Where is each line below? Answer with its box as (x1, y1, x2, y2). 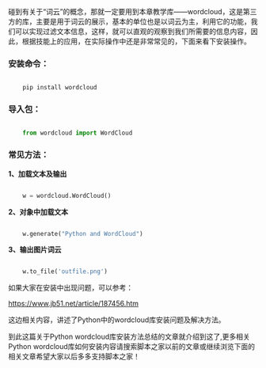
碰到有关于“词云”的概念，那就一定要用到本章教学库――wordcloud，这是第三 (8, 7, 257, 16)
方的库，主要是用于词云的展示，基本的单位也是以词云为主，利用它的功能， (8, 17, 251, 26)
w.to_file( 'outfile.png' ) (22, 267, 108, 275)
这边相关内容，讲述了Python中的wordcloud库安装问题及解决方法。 (8, 315, 226, 324)
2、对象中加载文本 (8, 207, 69, 216)
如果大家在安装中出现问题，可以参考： (8, 283, 133, 293)
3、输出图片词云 (8, 245, 62, 255)
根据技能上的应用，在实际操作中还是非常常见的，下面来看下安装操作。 (21, 36, 251, 46)
